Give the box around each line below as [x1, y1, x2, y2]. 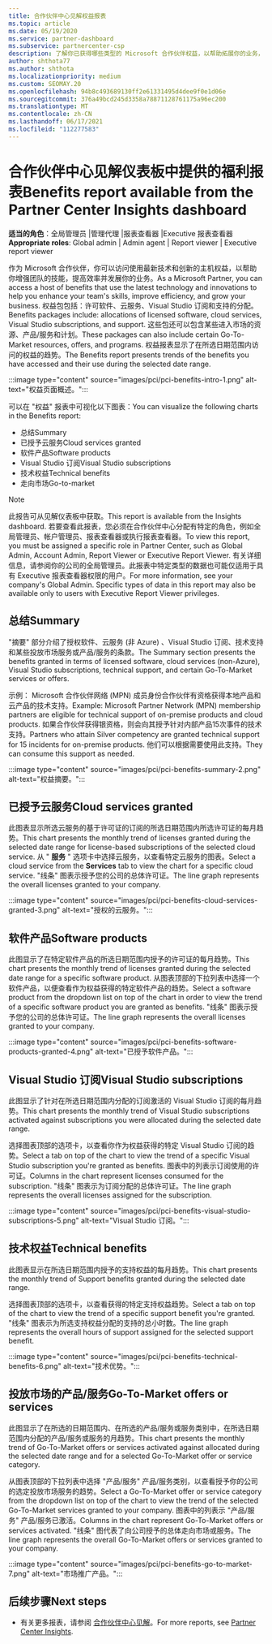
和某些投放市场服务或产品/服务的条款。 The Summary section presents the [8, 647, 256, 657]
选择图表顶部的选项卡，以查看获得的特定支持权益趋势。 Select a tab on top [8, 1299, 257, 1309]
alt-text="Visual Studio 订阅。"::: [80, 1215, 189, 1225]
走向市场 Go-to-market [19, 478, 96, 488]
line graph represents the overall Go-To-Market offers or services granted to [8, 1534, 263, 1544]
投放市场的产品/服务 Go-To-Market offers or [8, 1387, 229, 1401]
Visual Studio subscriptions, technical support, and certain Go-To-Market [8, 665, 253, 675]
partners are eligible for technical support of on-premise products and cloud [8, 710, 263, 719]
